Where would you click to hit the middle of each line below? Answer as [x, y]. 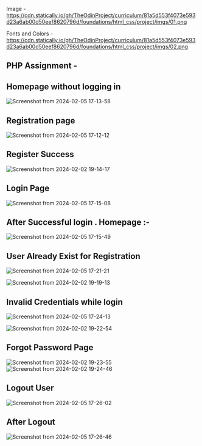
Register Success [40, 154]
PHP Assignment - [42, 66]
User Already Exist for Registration [74, 256]
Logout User [30, 388]
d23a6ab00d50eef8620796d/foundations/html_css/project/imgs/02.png [97, 46]
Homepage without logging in [64, 86]
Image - [16, 9]
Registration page [41, 121]
